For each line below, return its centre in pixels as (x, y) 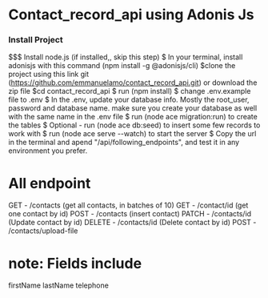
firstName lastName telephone (59, 285)
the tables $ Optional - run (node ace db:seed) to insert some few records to (134, 125)
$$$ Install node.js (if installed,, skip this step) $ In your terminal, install (126, 57)
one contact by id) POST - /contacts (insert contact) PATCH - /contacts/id (130, 214)
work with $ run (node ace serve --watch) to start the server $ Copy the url (132, 134)
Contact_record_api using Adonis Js (131, 15)
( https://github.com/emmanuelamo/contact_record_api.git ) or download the (133, 83)
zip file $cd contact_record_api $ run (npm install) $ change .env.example (130, 91)
